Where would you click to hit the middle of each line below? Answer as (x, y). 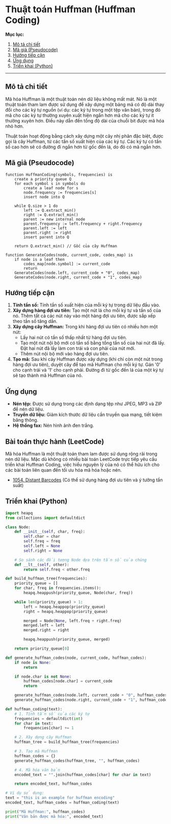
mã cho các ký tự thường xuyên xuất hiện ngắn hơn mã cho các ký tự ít (80, 115)
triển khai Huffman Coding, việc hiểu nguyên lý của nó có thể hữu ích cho (82, 465)
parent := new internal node (54, 219)
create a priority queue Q (43, 179)
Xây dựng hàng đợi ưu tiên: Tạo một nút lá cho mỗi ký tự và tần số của (87, 311)
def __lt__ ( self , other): (42, 564)
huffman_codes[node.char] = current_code (68, 681)
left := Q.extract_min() (50, 210)
